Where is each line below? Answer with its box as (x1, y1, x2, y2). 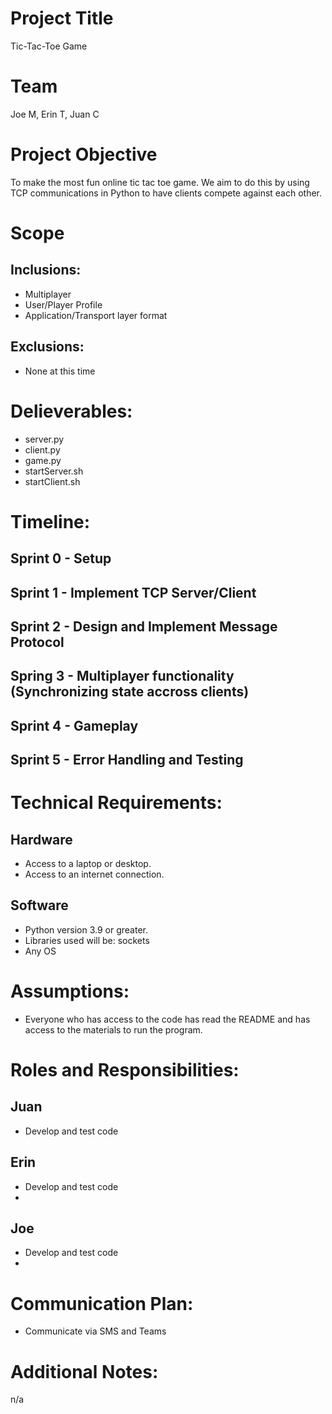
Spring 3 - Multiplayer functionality (10, 668, 235, 685)
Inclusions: (10, 262, 82, 279)
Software (10, 897, 69, 914)
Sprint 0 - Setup (10, 550, 112, 567)
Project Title (10, 7, 114, 30)
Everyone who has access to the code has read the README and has (24, 1013, 311, 1025)
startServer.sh (24, 465, 84, 477)
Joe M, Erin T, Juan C (10, 108, 100, 120)
